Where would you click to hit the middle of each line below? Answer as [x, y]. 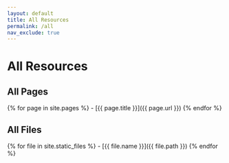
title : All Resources [38, 20]
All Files [25, 130]
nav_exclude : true [33, 33]
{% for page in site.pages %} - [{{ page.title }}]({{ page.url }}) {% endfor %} [115, 108]
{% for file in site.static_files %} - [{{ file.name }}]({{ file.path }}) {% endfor [113, 146]
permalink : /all [30, 26]
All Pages [28, 91]
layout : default [30, 13]
